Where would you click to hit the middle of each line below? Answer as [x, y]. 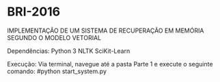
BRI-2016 [34, 12]
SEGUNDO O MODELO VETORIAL [54, 37]
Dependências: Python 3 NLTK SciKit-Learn [69, 51]
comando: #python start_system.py [57, 71]
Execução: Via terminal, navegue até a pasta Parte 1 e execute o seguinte [110, 64]
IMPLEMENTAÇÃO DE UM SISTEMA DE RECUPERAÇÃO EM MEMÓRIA [106, 30]
